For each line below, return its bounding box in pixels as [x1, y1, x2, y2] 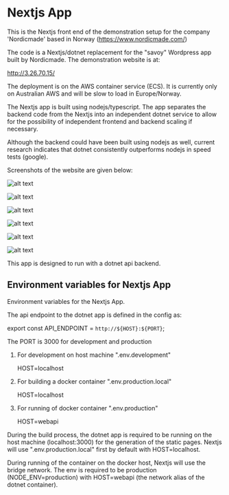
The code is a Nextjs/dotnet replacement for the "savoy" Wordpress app [7, 48, 212, 56]
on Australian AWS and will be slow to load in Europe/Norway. [7, 89, 182, 98]
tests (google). [7, 153, 49, 161]
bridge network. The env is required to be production [7, 465, 157, 474]
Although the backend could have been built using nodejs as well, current [7, 137, 215, 146]
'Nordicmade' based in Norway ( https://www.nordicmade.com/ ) [7, 34, 187, 43]
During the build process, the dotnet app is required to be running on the [7, 430, 213, 439]
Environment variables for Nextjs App [7, 279, 171, 291]
